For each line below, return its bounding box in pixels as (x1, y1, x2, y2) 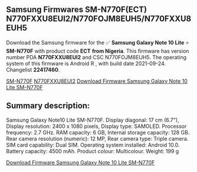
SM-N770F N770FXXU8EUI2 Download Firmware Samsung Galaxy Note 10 (6, 77, 188, 85)
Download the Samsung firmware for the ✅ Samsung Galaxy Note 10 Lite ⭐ (6, 39, 189, 46)
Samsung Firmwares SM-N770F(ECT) (6, 5, 147, 15)
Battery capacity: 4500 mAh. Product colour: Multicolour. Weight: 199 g (6, 147, 179, 154)
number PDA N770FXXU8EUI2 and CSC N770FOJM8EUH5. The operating (6, 53, 187, 60)
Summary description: (6, 101, 90, 111)
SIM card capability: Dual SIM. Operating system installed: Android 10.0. (6, 141, 180, 149)
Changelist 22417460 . (6, 66, 60, 73)
